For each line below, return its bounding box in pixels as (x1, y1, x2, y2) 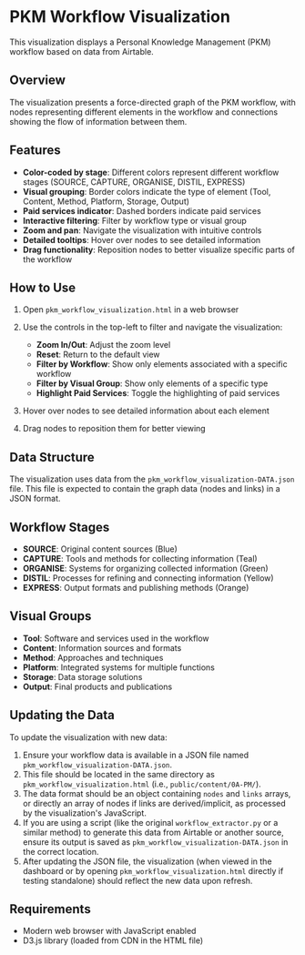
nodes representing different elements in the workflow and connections (9, 107, 279, 117)
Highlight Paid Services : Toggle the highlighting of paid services (36, 388, 280, 399)
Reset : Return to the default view (36, 349, 161, 361)
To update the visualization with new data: (9, 731, 168, 743)
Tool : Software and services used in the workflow (22, 633, 209, 644)
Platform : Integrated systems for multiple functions (22, 662, 216, 673)
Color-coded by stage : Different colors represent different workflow (22, 167, 280, 178)
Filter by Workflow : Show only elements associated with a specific (36, 359, 289, 370)
